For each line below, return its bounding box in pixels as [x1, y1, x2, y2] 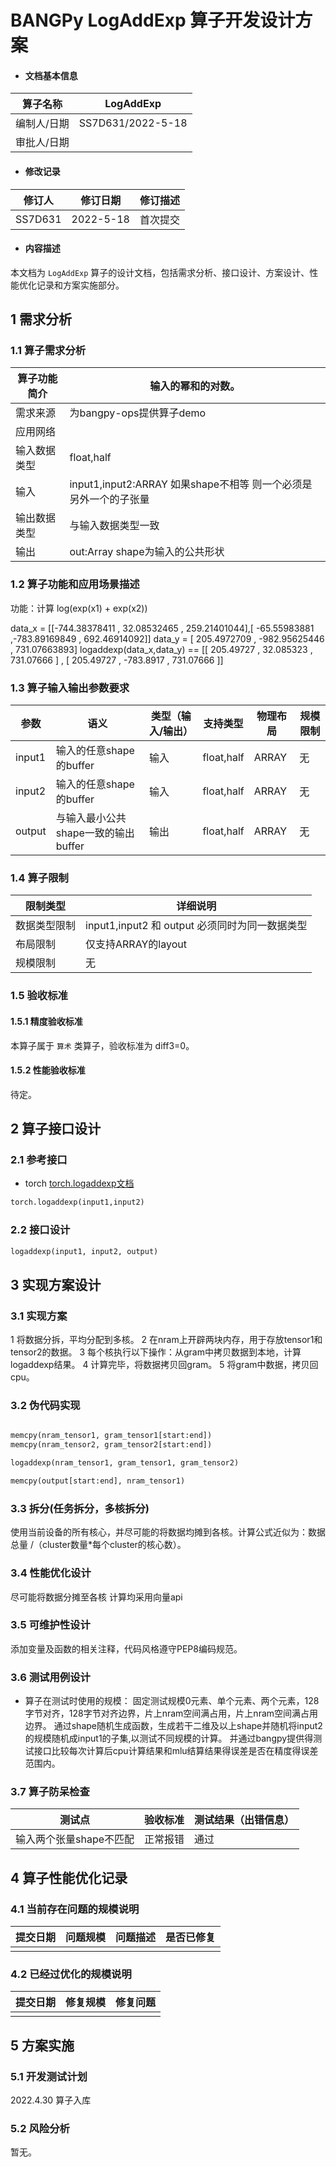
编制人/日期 [15, 117, 70, 131]
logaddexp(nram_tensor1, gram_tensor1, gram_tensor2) [10, 1458, 240, 1468]
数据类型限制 [15, 919, 77, 933]
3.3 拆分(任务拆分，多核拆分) [10, 1501, 150, 1515]
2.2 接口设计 [10, 1223, 71, 1237]
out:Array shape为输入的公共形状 [69, 545, 225, 559]
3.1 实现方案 [10, 1309, 68, 1323]
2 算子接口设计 [10, 1121, 102, 1138]
